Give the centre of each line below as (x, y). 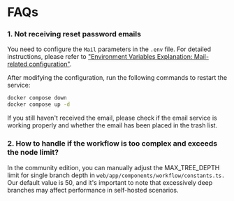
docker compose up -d (39, 105)
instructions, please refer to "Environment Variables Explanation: (100, 57)
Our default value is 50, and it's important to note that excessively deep (110, 182)
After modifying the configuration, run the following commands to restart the (117, 78)
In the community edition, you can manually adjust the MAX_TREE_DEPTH (114, 167)
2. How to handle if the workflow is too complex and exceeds (112, 144)
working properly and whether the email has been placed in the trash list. (112, 125)
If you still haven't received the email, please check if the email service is (112, 118)
